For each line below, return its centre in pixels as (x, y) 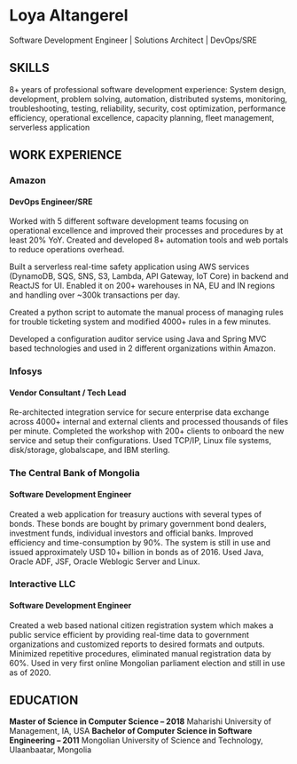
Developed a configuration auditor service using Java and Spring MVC (138, 339)
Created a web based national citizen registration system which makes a (141, 625)
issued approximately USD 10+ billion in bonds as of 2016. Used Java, (137, 552)
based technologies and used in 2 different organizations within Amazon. (143, 348)
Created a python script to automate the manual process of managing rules (146, 313)
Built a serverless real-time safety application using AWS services (129, 267)
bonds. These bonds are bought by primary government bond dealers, (138, 523)
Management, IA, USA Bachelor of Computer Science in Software (131, 731)
